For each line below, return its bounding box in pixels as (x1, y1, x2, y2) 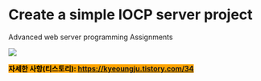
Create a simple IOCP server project (8, 6, 253, 24)
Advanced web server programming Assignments (8, 32, 173, 42)
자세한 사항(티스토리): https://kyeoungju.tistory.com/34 (8, 63, 195, 73)
